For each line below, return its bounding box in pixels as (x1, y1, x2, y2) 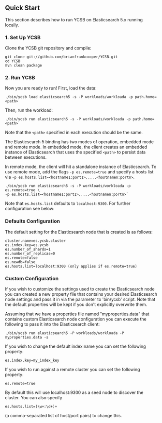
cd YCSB (5, 59, 21, 64)
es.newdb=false (5, 259, 36, 264)
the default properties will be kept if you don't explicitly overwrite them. (5, 302, 147, 307)
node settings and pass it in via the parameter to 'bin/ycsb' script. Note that (5, 296, 156, 302)
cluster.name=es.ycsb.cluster (5, 238, 66, 243)
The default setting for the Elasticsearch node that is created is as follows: (5, 229, 153, 235)
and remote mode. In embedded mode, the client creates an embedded (5, 144, 147, 150)
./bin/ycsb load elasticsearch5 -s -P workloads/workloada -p (5, 95, 133, 100)
